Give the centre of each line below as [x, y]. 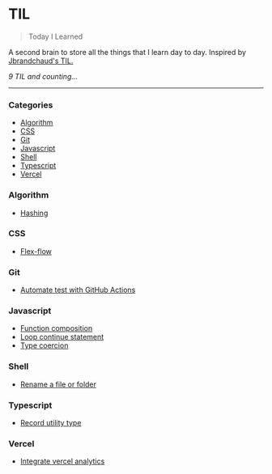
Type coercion [44, 345]
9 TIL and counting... [43, 76]
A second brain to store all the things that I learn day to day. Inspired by [127, 52]
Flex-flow [36, 251]
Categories [31, 104]
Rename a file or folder [58, 384]
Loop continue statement [62, 337]
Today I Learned [55, 36]
